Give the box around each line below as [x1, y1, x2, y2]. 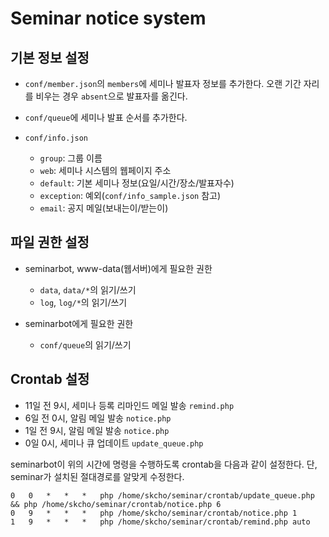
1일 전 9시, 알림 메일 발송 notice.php [24, 424, 170, 436]
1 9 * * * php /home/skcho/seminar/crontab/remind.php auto [10, 517, 311, 527]
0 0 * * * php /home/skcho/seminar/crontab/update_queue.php [10, 490, 315, 501]
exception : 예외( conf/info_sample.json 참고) [39, 190, 222, 201]
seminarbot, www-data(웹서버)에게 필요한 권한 [24, 262, 213, 274]
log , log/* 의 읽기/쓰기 [39, 296, 128, 308]
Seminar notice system [10, 7, 207, 30]
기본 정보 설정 [10, 49, 90, 66]
